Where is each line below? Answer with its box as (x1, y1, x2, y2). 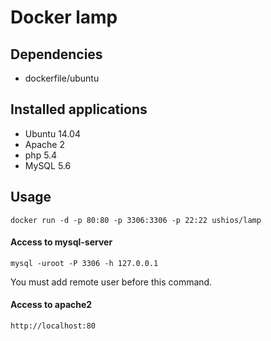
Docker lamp (10, 6, 118, 29)
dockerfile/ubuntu (24, 72, 100, 84)
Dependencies (10, 46, 103, 63)
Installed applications (10, 101, 148, 118)
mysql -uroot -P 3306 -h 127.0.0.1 (10, 258, 159, 268)
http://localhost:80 (10, 321, 97, 331)
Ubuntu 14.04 (24, 127, 81, 140)
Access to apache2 (10, 299, 93, 311)
